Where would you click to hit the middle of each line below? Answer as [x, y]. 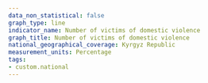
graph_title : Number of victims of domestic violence [99, 38]
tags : [17, 60]
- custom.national [39, 67]
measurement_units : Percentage [60, 52]
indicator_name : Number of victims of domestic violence [104, 30]
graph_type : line [37, 23]
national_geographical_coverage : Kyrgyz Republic [92, 45]
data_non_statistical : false [56, 15]
